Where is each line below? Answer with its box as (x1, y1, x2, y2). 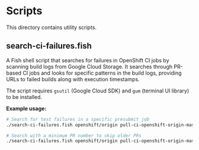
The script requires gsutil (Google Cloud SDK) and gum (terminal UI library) (6, 87, 190, 94)
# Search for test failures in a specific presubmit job (6, 116, 150, 122)
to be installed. (6, 93, 43, 100)
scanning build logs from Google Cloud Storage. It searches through (6, 63, 173, 70)
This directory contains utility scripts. (6, 24, 97, 31)
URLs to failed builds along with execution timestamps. (6, 75, 140, 82)
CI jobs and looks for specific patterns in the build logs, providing (23, 69, 182, 76)
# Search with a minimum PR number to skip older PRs (6, 132, 142, 139)
